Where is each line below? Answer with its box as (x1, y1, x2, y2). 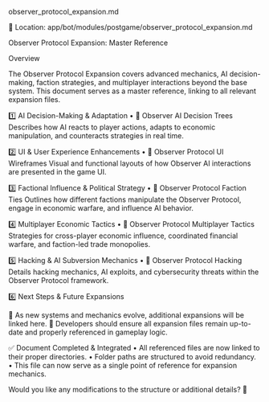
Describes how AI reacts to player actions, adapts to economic (8, 122, 216, 132)
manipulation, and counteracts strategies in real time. (8, 131, 185, 140)
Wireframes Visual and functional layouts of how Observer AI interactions (8, 158, 251, 168)
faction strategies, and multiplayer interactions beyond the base (36, 78, 247, 87)
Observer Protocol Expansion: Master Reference (8, 38, 169, 47)
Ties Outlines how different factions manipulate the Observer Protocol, (8, 195, 242, 204)
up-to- (229, 319, 251, 328)
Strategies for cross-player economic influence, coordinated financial (8, 231, 238, 240)
